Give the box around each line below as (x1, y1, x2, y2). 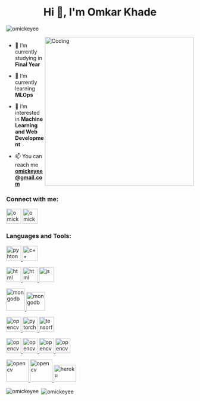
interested (14, 109, 40, 116)
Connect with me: (6, 195, 59, 203)
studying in (14, 54, 43, 61)
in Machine (14, 115, 43, 123)
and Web (14, 128, 37, 135)
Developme (14, 134, 44, 142)
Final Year (14, 61, 40, 68)
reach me (14, 161, 39, 168)
